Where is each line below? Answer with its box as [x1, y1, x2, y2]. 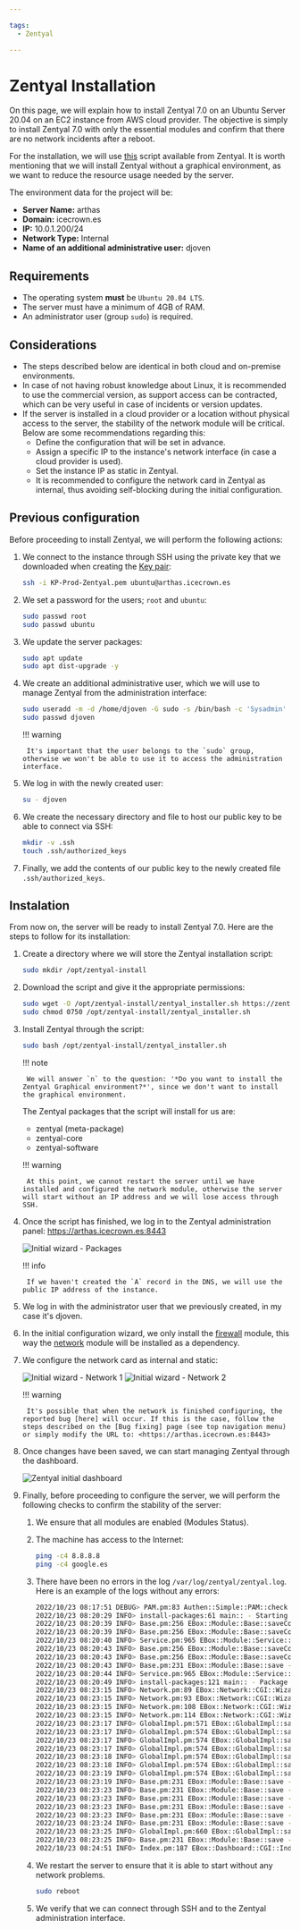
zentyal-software [35, 1142, 99, 1153]
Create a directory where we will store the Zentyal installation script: [21, 949, 274, 960]
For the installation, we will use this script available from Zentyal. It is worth [9, 151, 286, 162]
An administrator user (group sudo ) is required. [21, 311, 194, 322]
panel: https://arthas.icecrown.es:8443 [21, 1225, 167, 1236]
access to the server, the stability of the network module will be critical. [21, 418, 286, 429]
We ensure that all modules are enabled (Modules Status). [35, 1517, 249, 1528]
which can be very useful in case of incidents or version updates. [21, 399, 263, 410]
